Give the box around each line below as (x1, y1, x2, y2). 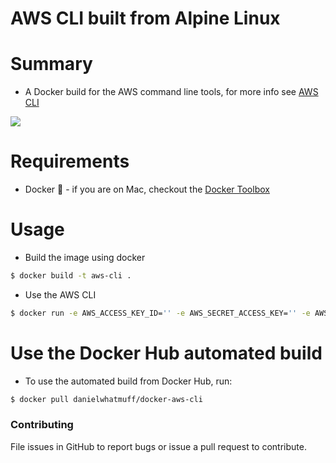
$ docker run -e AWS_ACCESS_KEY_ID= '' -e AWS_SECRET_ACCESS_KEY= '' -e (10, 308, 311, 318)
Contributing (10, 418, 74, 432)
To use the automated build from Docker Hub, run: (24, 375, 233, 387)
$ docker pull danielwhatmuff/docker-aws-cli (10, 394, 203, 404)
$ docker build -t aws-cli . (10, 271, 132, 281)
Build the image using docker (24, 252, 146, 263)
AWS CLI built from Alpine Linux (10, 7, 281, 30)
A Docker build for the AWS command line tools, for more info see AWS (24, 86, 319, 98)
